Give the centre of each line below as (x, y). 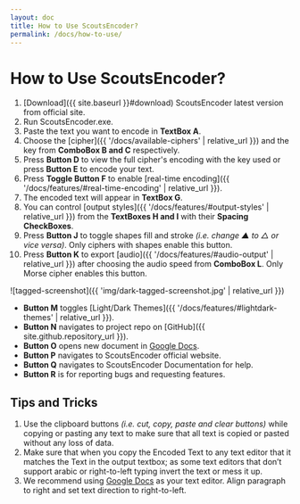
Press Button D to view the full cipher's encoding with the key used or (152, 160)
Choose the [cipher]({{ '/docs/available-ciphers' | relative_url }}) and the (156, 141)
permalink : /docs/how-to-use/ (67, 34)
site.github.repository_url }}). (75, 336)
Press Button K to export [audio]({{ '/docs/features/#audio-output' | (148, 254)
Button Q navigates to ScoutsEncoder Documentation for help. (138, 365)
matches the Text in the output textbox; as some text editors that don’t (152, 462)
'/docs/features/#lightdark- (227, 308)
